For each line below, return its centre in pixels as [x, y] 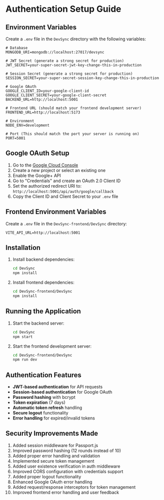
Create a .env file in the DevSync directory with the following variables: [76, 39]
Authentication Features [44, 375]
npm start [23, 337]
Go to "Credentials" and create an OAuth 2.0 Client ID [67, 181]
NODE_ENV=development [28, 125]
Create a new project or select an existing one [59, 170]
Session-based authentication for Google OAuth [62, 392]
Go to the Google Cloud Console [45, 165]
